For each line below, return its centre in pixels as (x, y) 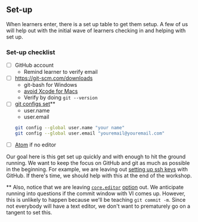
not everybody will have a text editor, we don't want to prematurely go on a (98, 206)
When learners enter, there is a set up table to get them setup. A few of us (97, 24)
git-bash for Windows (50, 85)
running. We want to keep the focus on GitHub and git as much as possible (98, 163)
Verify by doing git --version (61, 98)
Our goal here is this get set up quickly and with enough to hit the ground (96, 157)
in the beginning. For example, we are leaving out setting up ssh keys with (97, 170)
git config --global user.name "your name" (70, 128)
